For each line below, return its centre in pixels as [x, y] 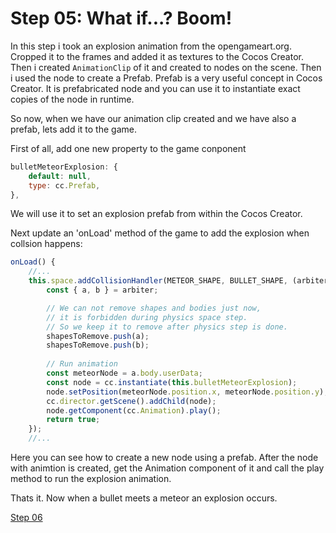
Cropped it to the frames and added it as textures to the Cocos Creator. [157, 56]
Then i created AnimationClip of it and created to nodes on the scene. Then [166, 67]
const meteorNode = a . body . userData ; [124, 373]
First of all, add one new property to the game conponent [128, 148]
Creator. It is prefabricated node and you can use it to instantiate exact [155, 88]
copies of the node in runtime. [72, 99]
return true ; [73, 420]
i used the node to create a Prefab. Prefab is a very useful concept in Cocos [166, 78]
